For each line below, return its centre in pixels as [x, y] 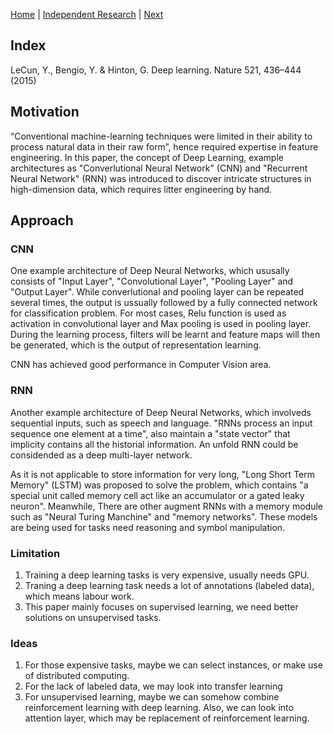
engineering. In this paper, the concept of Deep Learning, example [147, 157]
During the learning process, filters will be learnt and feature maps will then [165, 335]
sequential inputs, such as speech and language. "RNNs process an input [161, 423]
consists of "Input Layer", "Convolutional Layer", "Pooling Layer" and [152, 281]
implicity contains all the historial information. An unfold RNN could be [154, 444]
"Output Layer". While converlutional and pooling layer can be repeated [157, 292]
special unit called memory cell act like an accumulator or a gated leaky [157, 495]
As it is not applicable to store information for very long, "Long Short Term [162, 474]
